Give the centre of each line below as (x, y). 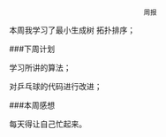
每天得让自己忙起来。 (48, 124)
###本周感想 (32, 105)
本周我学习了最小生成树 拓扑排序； (72, 30)
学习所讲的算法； (40, 68)
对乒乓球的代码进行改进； (56, 86)
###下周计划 (32, 49)
